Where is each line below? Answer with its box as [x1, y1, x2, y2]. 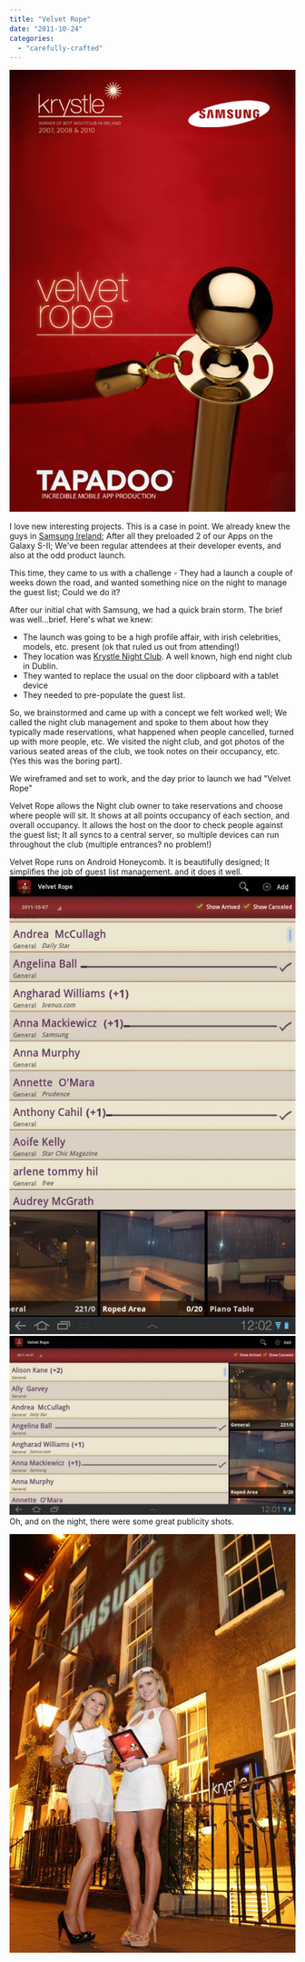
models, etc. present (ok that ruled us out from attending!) [22, 641, 241, 652]
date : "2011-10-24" [9, 24, 84, 34]
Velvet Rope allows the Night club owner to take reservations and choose [9, 800, 283, 811]
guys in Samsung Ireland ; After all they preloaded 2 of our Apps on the [9, 530, 274, 541]
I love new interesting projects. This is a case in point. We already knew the [9, 521, 290, 532]
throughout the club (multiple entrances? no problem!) [9, 839, 212, 850]
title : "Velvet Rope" [9, 15, 92, 24]
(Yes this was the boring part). [9, 755, 123, 766]
